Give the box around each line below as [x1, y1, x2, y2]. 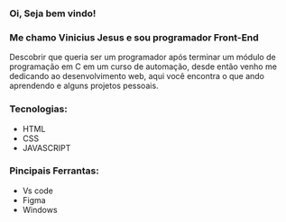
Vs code [22, 185, 54, 196]
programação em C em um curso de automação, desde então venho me [9, 61, 278, 72]
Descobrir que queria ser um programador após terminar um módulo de [9, 52, 277, 63]
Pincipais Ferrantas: [9, 164, 99, 177]
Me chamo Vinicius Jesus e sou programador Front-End [9, 31, 259, 43]
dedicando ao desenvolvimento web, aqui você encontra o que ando [9, 71, 264, 82]
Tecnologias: [9, 102, 68, 115]
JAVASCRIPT [22, 142, 71, 153]
